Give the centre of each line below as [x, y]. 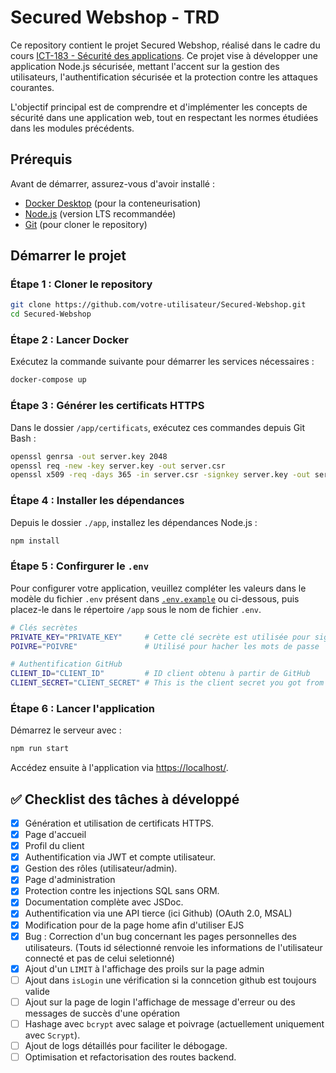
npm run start [40, 749]
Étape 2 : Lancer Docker [69, 340]
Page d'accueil [55, 835]
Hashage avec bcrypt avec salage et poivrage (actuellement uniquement [174, 1023]
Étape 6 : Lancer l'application [83, 708]
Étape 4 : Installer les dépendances [97, 501]
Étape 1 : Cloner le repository [81, 284]
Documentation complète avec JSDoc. [104, 902]
